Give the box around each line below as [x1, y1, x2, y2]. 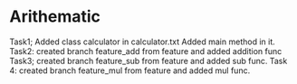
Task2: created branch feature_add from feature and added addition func [9, 45, 283, 56]
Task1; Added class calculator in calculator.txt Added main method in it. [9, 36, 275, 47]
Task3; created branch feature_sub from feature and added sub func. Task [9, 55, 288, 66]
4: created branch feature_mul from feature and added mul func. [9, 65, 251, 76]
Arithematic [9, 6, 101, 27]
